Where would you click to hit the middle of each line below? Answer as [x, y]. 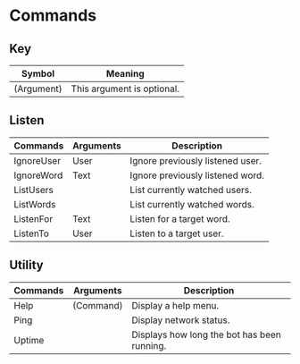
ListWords [35, 204]
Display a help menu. [175, 305]
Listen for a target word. [180, 218]
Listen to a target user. [177, 233]
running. [149, 345]
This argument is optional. [125, 89]
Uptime [29, 340]
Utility [26, 265]
